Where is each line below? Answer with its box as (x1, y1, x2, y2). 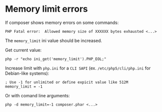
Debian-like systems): (5, 70, 50, 76)
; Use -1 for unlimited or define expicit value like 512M (5, 80, 129, 85)
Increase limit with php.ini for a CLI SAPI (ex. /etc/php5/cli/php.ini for (5, 65, 151, 71)
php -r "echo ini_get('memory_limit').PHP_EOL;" (5, 56, 107, 62)
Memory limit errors (5, 3, 88, 15)
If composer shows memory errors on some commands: (5, 20, 119, 25)
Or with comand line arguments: (5, 92, 70, 98)
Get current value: (5, 47, 42, 53)
